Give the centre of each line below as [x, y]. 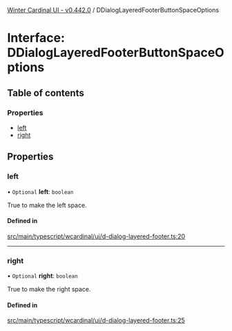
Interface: [36, 38]
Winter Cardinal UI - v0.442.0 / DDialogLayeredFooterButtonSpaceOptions [113, 10]
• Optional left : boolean [40, 191]
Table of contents [46, 93]
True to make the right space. [49, 289]
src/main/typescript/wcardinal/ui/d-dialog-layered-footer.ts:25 [96, 321]
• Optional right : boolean [42, 276]
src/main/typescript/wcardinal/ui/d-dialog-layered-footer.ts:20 [96, 236]
